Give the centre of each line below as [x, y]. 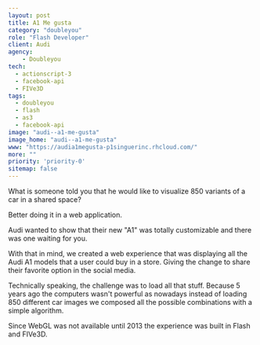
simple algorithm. [36, 310]
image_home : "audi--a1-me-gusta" [63, 139]
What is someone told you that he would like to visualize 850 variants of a [127, 191]
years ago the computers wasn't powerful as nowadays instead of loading [128, 294]
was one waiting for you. [48, 238]
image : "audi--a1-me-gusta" [54, 132]
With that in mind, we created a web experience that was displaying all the [128, 253]
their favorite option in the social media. [72, 270]
